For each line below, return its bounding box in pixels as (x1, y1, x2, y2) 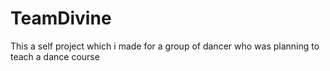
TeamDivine (10, 7, 112, 30)
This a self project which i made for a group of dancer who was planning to (10, 40, 320, 52)
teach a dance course (10, 50, 100, 62)
